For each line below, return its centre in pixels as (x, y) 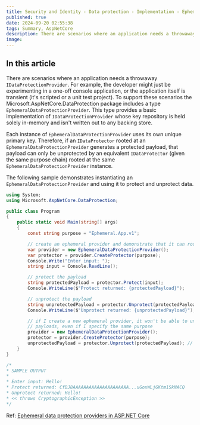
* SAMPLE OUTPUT (26, 371)
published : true (26, 17)
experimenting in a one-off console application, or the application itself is (96, 91)
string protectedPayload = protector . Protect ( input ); (96, 283)
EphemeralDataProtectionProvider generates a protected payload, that (92, 146)
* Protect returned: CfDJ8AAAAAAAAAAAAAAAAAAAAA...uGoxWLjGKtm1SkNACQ (96, 387)
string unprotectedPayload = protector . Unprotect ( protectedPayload (113, 305)
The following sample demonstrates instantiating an (69, 178)
